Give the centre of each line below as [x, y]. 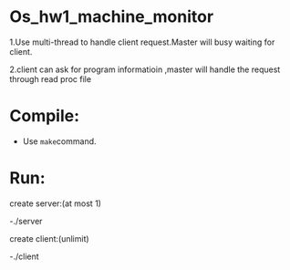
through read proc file [51, 78]
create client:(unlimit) [49, 238]
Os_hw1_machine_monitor [112, 17]
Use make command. [60, 141]
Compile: [45, 116]
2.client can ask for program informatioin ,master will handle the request [145, 69]
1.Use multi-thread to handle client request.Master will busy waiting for [142, 42]
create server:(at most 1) [56, 203]
